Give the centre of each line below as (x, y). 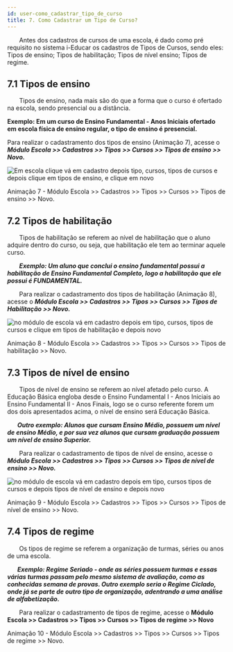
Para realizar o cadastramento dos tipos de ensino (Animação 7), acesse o (114, 143)
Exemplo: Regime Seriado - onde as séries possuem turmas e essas (117, 569)
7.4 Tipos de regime (51, 532)
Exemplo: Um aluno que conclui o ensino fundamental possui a (112, 266)
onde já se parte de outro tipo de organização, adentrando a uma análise (115, 591)
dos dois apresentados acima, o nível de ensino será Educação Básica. (109, 411)
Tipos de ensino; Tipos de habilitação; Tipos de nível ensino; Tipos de (107, 55)
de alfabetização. (34, 598)
